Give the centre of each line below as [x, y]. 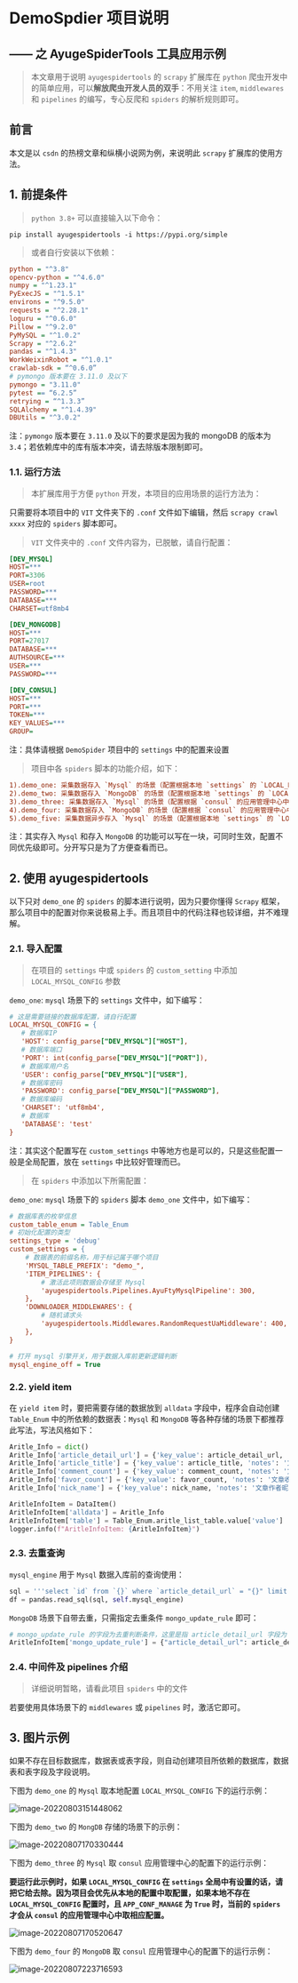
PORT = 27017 [29, 641]
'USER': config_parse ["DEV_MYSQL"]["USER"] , [105, 1075]
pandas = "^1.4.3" [43, 352]
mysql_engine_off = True [55, 1364]
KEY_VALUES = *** [37, 724]
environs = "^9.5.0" [47, 302]
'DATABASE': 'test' [57, 1124]
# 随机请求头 [62, 1315]
